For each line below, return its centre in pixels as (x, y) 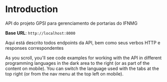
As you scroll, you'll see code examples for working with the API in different (83, 58)
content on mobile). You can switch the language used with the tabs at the (82, 68)
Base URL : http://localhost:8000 (40, 33)
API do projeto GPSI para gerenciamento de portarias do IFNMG (71, 23)
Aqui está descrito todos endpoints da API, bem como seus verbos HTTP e (83, 43)
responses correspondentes (34, 48)
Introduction (32, 9)
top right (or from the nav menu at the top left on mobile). (64, 73)
